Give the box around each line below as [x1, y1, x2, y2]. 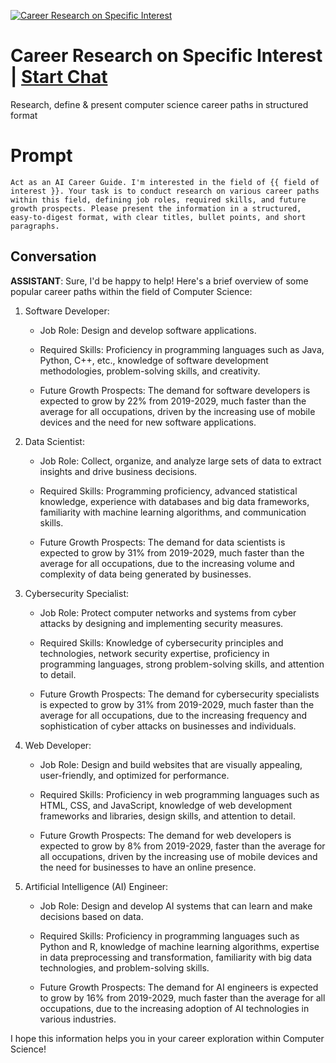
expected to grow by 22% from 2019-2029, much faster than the [39, 395, 307, 407]
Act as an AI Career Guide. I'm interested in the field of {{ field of [10, 177, 320, 187]
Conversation [10, 248, 97, 265]
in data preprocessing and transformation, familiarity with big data [39, 951, 313, 963]
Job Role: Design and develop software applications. [39, 324, 257, 336]
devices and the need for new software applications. [39, 416, 257, 428]
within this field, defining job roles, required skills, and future [10, 195, 307, 205]
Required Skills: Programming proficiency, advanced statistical [39, 485, 298, 497]
